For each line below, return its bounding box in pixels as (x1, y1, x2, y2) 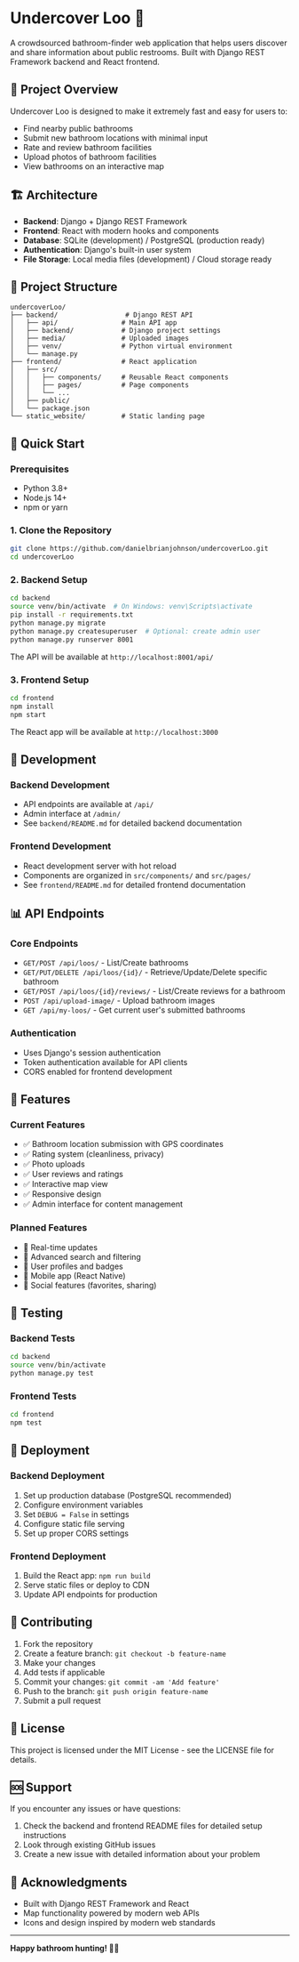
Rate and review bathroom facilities (22, 141, 153, 152)
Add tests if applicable (22, 1667, 106, 1677)
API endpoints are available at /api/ (22, 799, 154, 810)
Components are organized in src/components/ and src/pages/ (22, 869, 252, 880)
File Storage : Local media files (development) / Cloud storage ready (22, 254, 272, 264)
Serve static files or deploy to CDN (22, 1579, 150, 1590)
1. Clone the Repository (10, 524, 112, 537)
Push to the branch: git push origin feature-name (22, 1685, 209, 1696)
